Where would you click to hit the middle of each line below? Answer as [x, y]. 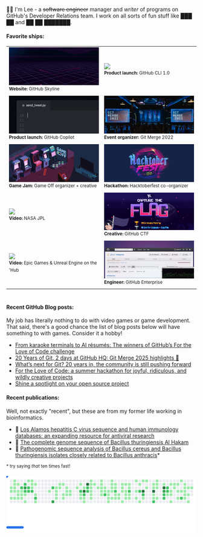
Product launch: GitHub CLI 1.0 [137, 73]
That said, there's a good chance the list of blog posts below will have [93, 327]
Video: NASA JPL [27, 218]
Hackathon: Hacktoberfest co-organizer [146, 186]
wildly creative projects [44, 377]
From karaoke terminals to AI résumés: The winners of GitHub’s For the [103, 345]
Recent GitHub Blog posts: [40, 307]
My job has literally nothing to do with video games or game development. [98, 320]
